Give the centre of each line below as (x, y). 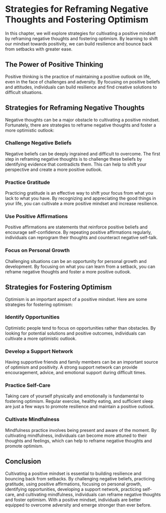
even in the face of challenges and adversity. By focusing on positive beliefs (83, 82)
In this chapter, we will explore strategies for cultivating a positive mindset (80, 33)
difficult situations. (24, 92)
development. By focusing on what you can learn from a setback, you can (80, 266)
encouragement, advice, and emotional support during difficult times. (76, 373)
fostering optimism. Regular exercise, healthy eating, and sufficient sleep (79, 401)
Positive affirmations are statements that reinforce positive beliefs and (76, 227)
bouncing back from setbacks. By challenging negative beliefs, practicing (80, 478)
